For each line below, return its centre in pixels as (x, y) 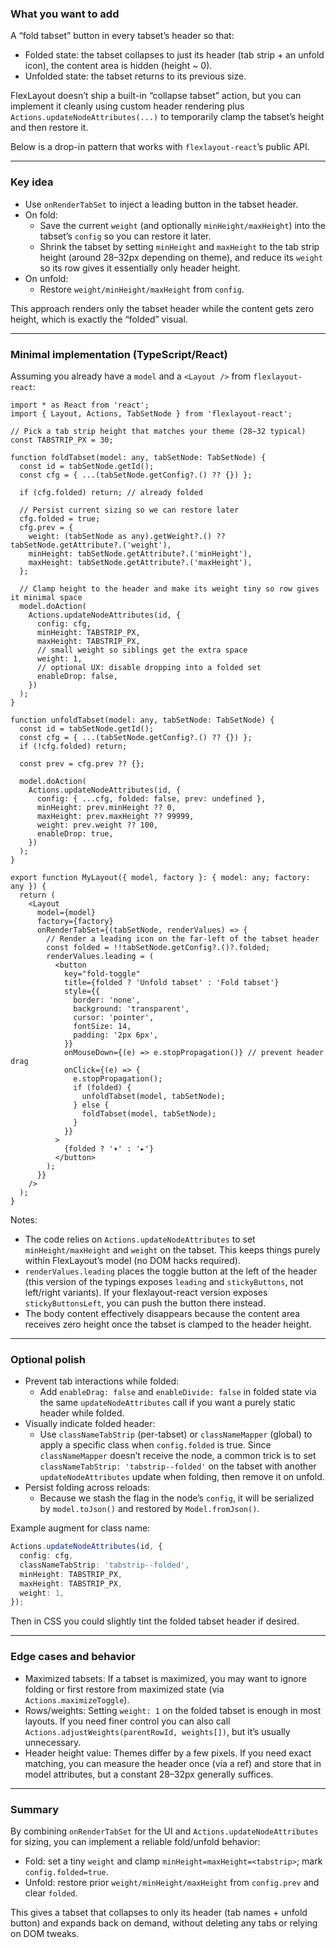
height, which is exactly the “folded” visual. (99, 319)
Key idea (32, 182)
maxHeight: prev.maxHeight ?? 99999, (115, 816)
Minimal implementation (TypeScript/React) (119, 354)
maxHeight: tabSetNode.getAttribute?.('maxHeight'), (140, 562)
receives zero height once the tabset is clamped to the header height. (168, 1324)
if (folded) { (102, 1087)
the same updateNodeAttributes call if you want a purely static (167, 1403)
